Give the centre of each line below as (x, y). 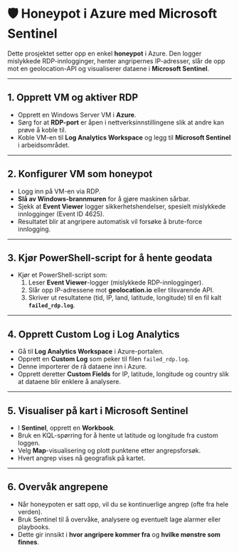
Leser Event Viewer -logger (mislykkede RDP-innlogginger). (116, 282)
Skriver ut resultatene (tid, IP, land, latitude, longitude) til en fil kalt (125, 298)
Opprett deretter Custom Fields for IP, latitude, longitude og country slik (123, 374)
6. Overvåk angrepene (58, 487)
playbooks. (34, 526)
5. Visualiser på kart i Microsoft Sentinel (98, 411)
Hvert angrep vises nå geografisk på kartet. (81, 458)
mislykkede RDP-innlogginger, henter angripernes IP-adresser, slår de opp (116, 60)
